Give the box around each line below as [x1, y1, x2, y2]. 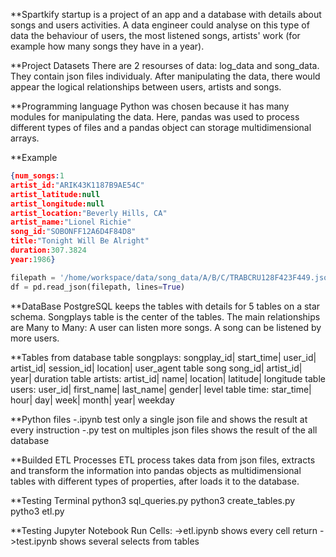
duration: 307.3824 [10, 245, 87, 255]
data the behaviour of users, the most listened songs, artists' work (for [10, 30, 301, 41]
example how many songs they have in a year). [10, 40, 205, 52]
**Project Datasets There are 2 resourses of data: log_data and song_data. [10, 60, 320, 71]
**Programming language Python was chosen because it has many [10, 100, 290, 112]
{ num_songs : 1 [10, 171, 65, 181]
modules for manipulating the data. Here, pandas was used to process [10, 111, 300, 123]
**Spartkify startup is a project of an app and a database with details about [10, 9, 322, 20]
